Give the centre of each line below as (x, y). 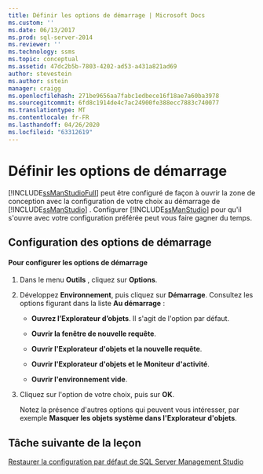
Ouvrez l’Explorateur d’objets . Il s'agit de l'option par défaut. (130, 319)
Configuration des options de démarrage (110, 242)
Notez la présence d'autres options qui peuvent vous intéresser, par (129, 410)
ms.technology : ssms (42, 52)
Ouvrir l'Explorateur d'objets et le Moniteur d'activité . (121, 364)
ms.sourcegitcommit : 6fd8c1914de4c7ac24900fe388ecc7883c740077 (114, 103)
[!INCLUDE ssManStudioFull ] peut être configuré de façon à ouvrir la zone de (132, 192)
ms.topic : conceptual (44, 60)
